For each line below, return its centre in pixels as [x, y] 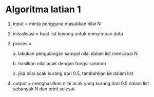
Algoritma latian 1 [43, 9]
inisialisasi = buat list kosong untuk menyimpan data [68, 33]
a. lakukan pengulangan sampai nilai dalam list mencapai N [75, 53]
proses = [22, 43]
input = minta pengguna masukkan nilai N [57, 24]
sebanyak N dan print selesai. [44, 89]
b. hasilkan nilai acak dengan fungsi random [59, 63]
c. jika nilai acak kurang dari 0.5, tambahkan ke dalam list [73, 73]
